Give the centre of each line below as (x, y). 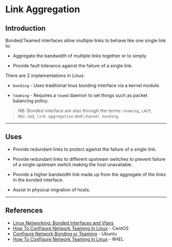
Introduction (26, 28)
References (24, 211)
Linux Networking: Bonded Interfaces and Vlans (63, 223)
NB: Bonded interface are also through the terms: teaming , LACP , (85, 110)
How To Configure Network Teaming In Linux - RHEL (68, 239)
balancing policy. (30, 101)
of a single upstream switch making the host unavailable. (73, 164)
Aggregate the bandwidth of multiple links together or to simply (80, 56)
